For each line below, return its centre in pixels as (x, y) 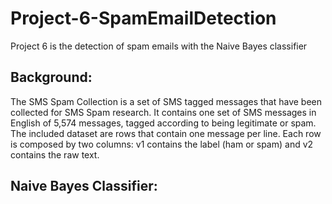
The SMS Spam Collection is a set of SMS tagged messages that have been (166, 101)
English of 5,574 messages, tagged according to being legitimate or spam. (163, 123)
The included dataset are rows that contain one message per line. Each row (166, 133)
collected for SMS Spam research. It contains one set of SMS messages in (163, 112)
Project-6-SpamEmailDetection (143, 18)
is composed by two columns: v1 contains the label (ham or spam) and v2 (162, 144)
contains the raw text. (55, 154)
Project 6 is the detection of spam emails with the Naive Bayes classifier (159, 46)
